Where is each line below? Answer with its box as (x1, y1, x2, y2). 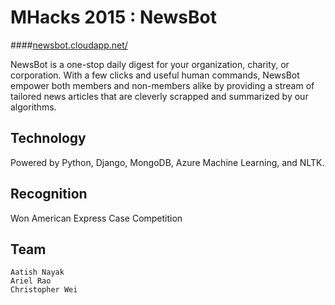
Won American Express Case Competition (10, 212, 183, 224)
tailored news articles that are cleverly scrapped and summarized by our (10, 90, 309, 102)
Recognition (10, 186, 88, 203)
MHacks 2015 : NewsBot (10, 6, 217, 29)
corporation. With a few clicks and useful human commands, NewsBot (10, 69, 300, 81)
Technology (10, 130, 87, 147)
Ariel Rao (10, 276, 52, 286)
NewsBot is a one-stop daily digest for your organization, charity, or (10, 58, 290, 70)
